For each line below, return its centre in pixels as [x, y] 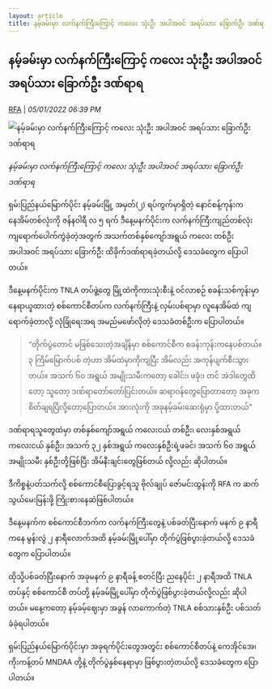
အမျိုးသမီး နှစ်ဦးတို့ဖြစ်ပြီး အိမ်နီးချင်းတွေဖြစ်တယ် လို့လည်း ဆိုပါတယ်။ [118, 461]
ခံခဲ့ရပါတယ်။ [29, 623]
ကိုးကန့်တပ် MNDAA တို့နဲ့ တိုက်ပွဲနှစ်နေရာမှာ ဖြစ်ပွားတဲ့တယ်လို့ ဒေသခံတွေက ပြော [134, 662]
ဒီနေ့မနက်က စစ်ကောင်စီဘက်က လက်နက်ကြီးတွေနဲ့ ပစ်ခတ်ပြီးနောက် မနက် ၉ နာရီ [133, 522]
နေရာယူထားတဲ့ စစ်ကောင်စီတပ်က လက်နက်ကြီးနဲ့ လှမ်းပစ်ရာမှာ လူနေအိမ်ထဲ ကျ [130, 306]
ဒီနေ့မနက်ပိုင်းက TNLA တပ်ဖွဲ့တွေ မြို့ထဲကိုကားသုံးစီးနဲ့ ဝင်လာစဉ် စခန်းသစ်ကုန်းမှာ [134, 290]
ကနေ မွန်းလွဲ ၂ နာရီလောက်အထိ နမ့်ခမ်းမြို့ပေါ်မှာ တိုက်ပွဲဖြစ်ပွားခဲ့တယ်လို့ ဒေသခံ [132, 538]
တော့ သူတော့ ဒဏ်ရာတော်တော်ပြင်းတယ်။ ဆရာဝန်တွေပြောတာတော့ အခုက [144, 391]
